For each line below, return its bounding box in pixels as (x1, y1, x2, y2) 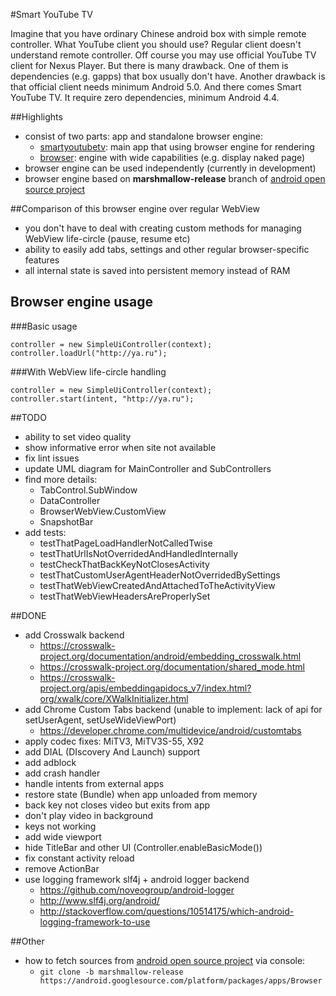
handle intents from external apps (24, 777, 165, 789)
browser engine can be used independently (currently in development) (24, 162, 317, 174)
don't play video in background (24, 809, 154, 821)
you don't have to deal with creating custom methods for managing (24, 222, 302, 234)
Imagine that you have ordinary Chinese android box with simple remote (10, 28, 307, 39)
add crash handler (24, 767, 101, 779)
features (24, 254, 60, 266)
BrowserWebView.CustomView (39, 505, 167, 517)
